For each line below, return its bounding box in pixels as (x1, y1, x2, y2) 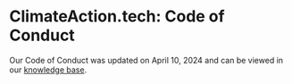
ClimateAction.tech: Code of (9, 6, 225, 27)
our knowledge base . (9, 64, 88, 75)
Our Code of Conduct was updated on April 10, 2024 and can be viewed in (9, 55, 284, 65)
